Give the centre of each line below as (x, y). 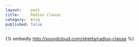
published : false (24, 24)
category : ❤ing (23, 19)
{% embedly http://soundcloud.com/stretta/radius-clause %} (70, 39)
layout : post (23, 10)
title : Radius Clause (33, 15)
